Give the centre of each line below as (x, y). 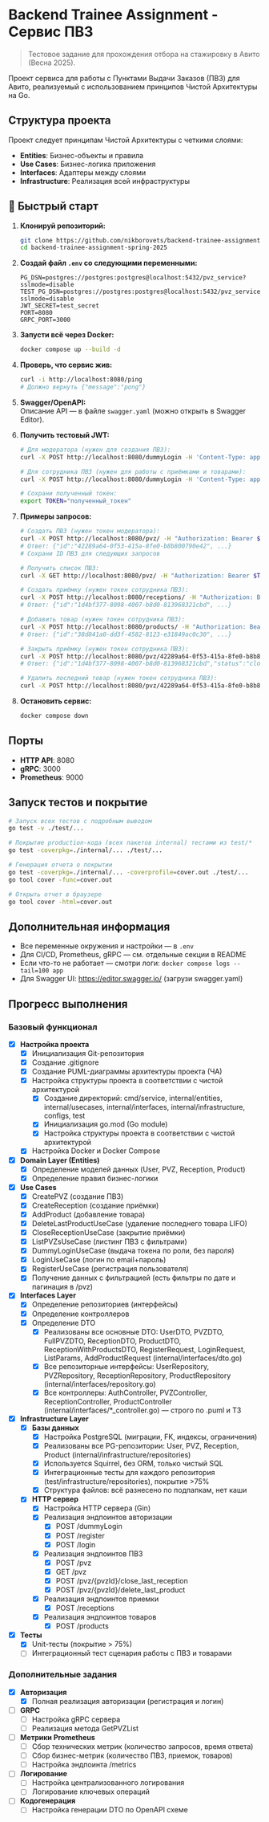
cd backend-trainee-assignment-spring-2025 (94, 248)
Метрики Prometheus (58, 1737)
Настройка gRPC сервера (76, 1719)
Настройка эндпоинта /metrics (84, 1765)
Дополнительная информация (89, 926)
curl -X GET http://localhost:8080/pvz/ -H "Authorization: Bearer (135, 576)
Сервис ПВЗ (51, 32)
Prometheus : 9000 (52, 777)
